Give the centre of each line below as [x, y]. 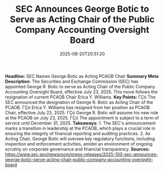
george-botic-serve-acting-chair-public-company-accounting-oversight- [79, 159]
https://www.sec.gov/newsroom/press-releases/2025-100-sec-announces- [82, 154]
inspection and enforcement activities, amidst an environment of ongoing [79, 144]
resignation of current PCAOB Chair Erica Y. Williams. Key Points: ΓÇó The [80, 97]
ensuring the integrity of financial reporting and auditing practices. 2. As [78, 133]
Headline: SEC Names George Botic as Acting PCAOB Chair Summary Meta [82, 76]
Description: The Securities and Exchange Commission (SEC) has [72, 81]
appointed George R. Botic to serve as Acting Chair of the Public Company [80, 86]
